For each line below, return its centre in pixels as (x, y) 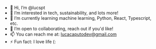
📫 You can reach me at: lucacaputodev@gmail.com (63, 34)
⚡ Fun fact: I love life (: (33, 42)
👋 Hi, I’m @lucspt (27, 8)
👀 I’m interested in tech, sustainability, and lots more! (64, 13)
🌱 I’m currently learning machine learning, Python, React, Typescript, (80, 18)
